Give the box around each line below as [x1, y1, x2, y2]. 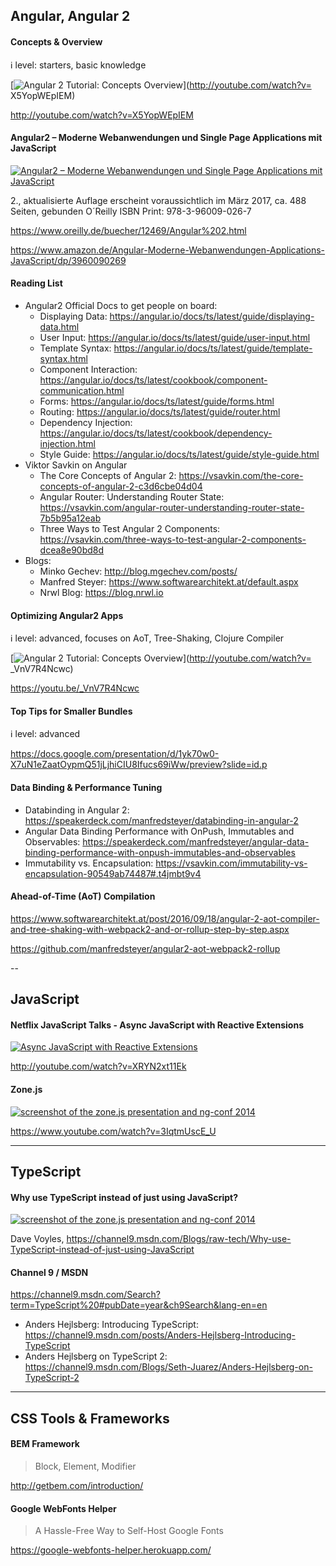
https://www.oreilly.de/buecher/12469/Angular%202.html [10, 224, 247, 236]
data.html [39, 321, 80, 333]
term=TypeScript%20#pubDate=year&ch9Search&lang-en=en [10, 1299, 268, 1311]
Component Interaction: [39, 364, 138, 375]
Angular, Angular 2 [10, 8, 131, 25]
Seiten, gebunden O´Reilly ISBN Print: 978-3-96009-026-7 [10, 205, 252, 217]
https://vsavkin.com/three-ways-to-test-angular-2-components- [39, 534, 307, 545]
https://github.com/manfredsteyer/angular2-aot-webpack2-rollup [10, 942, 281, 954]
